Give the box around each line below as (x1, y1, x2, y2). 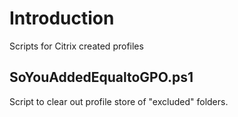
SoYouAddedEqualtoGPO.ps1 (9, 69, 194, 86)
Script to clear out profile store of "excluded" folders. (9, 95, 229, 107)
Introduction (9, 7, 115, 30)
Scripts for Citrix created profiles (9, 40, 144, 52)
